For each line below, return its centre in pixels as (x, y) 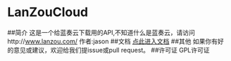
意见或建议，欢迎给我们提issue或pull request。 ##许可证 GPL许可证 (111, 50)
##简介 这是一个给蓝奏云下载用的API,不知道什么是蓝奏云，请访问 (101, 32)
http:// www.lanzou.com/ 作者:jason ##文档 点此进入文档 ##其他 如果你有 (113, 41)
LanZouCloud (48, 12)
